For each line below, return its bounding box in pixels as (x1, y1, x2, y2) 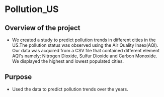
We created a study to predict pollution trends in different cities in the (12, 37, 156, 43)
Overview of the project (5, 24, 81, 32)
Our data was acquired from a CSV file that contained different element (12, 48, 160, 53)
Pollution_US (5, 4, 59, 15)
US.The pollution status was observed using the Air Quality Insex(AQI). (12, 42, 159, 48)
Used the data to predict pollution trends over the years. (12, 86, 129, 92)
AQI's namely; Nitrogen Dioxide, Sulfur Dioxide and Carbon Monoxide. (12, 53, 157, 59)
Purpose (5, 73, 32, 81)
